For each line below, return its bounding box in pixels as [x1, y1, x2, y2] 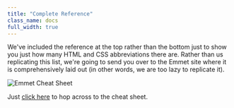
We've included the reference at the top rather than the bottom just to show [7, 43, 228, 52]
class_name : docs [7, 17, 59, 24]
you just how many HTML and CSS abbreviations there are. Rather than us [7, 50, 224, 59]
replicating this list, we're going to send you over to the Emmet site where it [7, 58, 227, 66]
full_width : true [7, 23, 59, 30]
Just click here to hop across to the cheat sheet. [7, 92, 148, 101]
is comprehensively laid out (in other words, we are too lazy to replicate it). [7, 65, 225, 74]
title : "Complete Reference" [7, 10, 93, 18]
